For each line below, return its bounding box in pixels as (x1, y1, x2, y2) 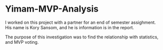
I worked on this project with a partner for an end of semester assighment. (5, 19, 156, 25)
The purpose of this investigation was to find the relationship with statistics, (5, 34, 159, 40)
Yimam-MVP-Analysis (5, 3, 98, 15)
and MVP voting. (5, 39, 39, 45)
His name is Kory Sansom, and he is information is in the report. (5, 24, 134, 30)
